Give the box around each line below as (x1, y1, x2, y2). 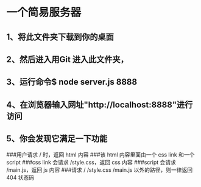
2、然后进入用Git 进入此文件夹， (6, 54, 129, 65)
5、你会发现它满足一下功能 (6, 133, 108, 144)
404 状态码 (6, 174, 35, 181)
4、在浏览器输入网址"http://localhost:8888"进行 (6, 99, 193, 110)
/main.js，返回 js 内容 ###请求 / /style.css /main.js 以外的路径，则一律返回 (6, 166, 193, 174)
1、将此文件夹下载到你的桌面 (6, 32, 115, 42)
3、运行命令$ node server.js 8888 (6, 77, 138, 87)
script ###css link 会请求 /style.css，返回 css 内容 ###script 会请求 (6, 158, 177, 166)
